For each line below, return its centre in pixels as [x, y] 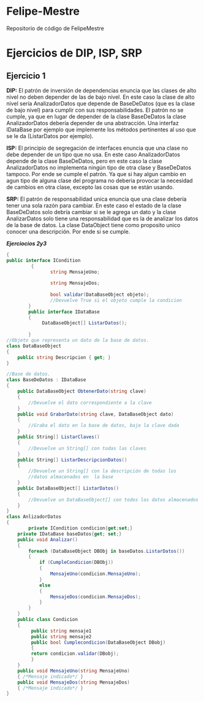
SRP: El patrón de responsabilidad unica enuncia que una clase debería [96, 199]
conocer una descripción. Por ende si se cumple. [68, 231]
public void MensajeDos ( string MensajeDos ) [74, 682]
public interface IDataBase [64, 312]
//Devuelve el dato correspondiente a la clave [90, 403]
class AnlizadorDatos [34, 517]
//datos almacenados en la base [71, 477]
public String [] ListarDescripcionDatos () [72, 460]
